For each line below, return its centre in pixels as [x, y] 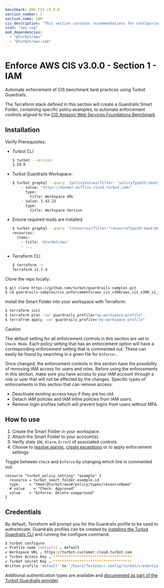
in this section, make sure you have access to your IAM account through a [80, 374]
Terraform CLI [26, 256]
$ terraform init [23, 311]
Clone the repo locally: [28, 279]
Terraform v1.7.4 [30, 269]
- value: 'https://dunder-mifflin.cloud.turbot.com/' [77, 188]
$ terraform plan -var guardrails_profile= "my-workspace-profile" [74, 315]
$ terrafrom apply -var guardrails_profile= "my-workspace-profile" [75, 320]
